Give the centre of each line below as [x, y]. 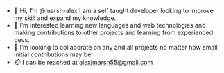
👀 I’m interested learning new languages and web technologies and [110, 25]
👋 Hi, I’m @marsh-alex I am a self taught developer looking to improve [113, 11]
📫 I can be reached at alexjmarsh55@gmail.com [83, 62]
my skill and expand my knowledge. [65, 18]
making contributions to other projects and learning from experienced [113, 32]
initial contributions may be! [53, 54]
